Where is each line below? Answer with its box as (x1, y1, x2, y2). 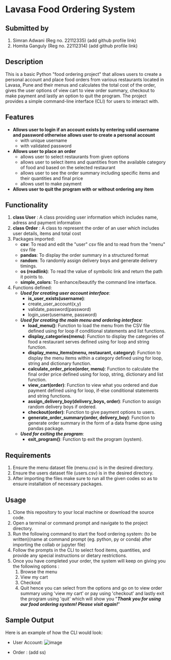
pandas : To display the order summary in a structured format (20, 252, 149, 258)
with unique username (20, 137, 68, 143)
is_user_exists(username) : (27, 296, 85, 302)
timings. (20, 263, 37, 269)
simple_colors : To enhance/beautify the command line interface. (20, 279, 157, 285)
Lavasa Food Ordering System (5, 4, 135, 15)
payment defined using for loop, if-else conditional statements (27, 387, 159, 393)
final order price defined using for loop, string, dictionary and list (27, 371, 164, 378)
